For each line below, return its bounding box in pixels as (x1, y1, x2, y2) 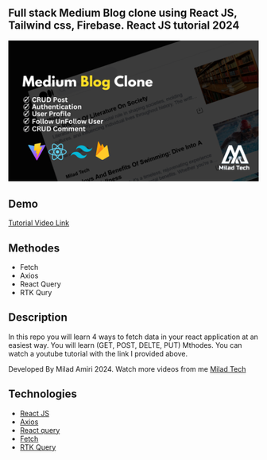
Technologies (8, 388, 78, 401)
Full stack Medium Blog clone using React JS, (8, 6, 238, 20)
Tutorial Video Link (8, 218, 70, 228)
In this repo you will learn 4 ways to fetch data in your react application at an (8, 332, 258, 341)
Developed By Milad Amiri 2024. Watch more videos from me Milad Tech (8, 364, 246, 373)
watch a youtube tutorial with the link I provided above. (8, 349, 188, 358)
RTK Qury (19, 287, 52, 297)
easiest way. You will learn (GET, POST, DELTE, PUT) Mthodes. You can (8, 340, 242, 349)
